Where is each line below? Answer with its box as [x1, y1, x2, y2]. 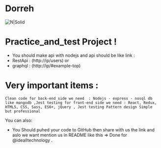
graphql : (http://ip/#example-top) [12, 63, 81, 68]
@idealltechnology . [12, 137, 53, 143]
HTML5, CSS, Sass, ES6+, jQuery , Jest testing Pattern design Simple [5, 105, 153, 109]
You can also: [5, 117, 33, 123]
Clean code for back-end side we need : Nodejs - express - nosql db [5, 96, 153, 101]
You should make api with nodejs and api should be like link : [12, 52, 135, 58]
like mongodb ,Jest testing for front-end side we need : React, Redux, [5, 100, 157, 105]
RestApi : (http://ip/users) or [12, 57, 69, 63]
